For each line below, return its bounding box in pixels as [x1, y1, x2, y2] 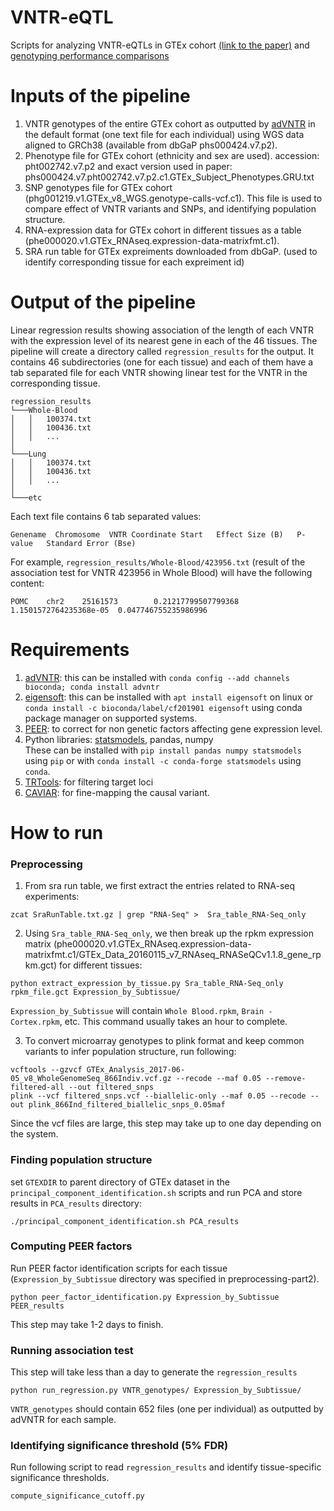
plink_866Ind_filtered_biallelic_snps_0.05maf [28, 1100, 226, 1110]
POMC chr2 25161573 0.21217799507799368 [10, 596, 240, 606]
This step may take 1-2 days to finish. [10, 1318, 164, 1330]
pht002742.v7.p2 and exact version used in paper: [24, 160, 233, 172]
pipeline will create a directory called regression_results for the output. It [10, 345, 315, 357]
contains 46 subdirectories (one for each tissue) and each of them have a [10, 356, 314, 368]
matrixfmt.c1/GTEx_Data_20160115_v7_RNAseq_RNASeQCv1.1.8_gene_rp [24, 949, 322, 961]
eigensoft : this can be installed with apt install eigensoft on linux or [24, 691, 313, 703]
